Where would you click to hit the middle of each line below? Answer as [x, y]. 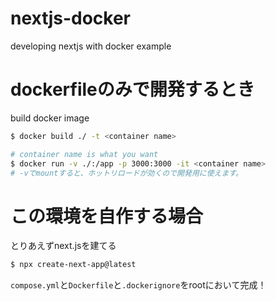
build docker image [50, 118]
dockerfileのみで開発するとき [132, 89]
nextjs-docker [71, 18]
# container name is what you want [84, 154]
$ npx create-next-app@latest [73, 265]
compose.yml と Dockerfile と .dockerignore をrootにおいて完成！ [138, 285]
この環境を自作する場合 [107, 216]
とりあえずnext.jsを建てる [63, 246]
